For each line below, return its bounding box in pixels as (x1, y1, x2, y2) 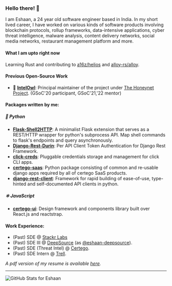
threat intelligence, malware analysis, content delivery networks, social (5, 33, 155, 39)
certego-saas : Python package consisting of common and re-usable (12, 164, 159, 171)
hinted (12, 181, 27, 187)
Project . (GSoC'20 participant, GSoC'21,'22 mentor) (12, 90, 122, 96)
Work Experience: (5, 223, 45, 229)
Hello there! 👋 (5, 5, 40, 12)
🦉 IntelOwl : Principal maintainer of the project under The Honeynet (12, 84, 155, 90)
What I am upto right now (5, 50, 60, 56)
